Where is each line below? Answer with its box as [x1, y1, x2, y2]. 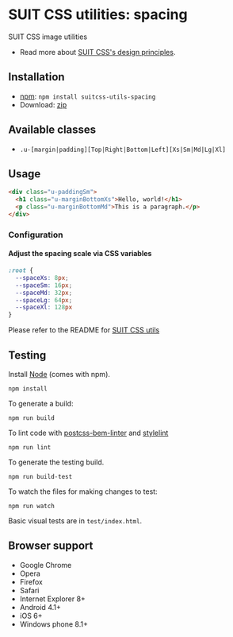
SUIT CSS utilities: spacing [8, 6, 188, 24]
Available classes [8, 123, 97, 137]
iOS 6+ [19, 611, 43, 620]
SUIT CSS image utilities [8, 32, 88, 41]
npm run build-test [8, 472, 73, 480]
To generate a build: [8, 398, 74, 408]
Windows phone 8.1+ [19, 619, 89, 629]
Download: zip [19, 99, 67, 109]
